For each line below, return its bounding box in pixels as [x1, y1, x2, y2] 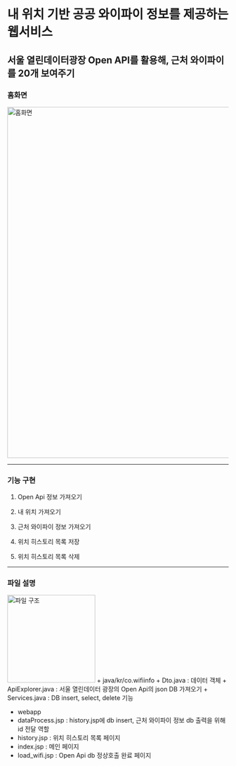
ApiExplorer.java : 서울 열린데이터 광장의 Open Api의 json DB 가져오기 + [7, 685, 209, 694]
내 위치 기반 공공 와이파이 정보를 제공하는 [7, 6, 229, 22]
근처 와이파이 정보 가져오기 [17, 522, 91, 531]
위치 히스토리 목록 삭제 [17, 553, 80, 561]
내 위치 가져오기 [17, 508, 61, 516]
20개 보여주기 [18, 67, 75, 79]
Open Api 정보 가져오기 [17, 493, 83, 501]
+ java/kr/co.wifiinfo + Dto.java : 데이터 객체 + [96, 676, 227, 685]
